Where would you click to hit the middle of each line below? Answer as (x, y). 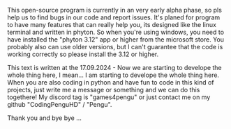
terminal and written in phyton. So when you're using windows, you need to (116, 32)
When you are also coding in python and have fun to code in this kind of (111, 82)
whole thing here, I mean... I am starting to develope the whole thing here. (113, 75)
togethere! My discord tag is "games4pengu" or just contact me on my (109, 97)
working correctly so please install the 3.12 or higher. (83, 54)
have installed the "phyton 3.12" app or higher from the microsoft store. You (116, 40)
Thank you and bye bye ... (45, 118)
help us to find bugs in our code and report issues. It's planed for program (114, 17)
